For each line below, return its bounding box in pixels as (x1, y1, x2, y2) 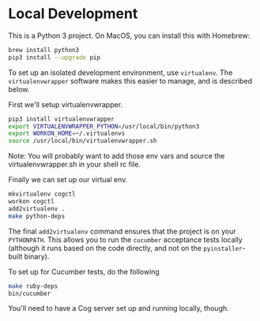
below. (8, 84, 30, 94)
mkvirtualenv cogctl (8, 190, 77, 198)
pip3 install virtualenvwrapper (8, 115, 115, 123)
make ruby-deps (8, 282, 58, 290)
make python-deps (8, 212, 66, 220)
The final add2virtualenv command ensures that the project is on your (8, 226, 236, 236)
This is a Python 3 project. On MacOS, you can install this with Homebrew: (8, 31, 251, 40)
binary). (24, 252, 50, 261)
